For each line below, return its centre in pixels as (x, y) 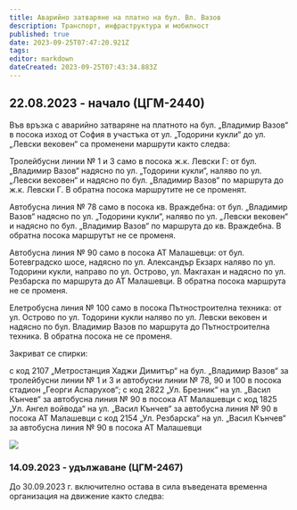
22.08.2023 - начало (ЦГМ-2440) (107, 103)
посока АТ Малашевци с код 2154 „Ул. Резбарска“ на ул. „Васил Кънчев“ (148, 418)
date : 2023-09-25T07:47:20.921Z (69, 42)
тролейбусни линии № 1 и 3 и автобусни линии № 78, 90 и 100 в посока (145, 380)
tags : (19, 51)
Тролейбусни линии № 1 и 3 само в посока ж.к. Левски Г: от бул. (133, 160)
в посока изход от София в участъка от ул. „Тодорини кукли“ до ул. (137, 134)
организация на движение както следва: (87, 496)
